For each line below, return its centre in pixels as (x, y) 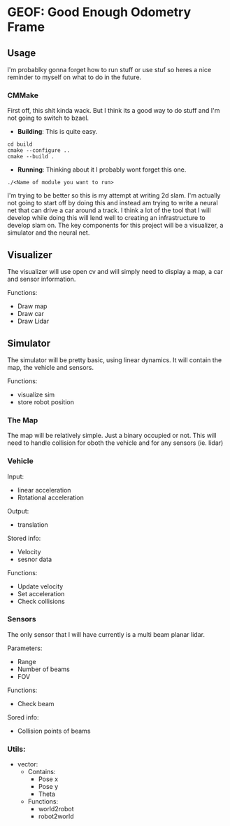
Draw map (32, 306)
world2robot (56, 809)
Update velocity (40, 586)
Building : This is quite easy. (57, 132)
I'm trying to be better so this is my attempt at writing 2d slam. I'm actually (114, 195)
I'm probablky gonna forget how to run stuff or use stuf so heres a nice (109, 70)
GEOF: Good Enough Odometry (99, 12)
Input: (16, 476)
